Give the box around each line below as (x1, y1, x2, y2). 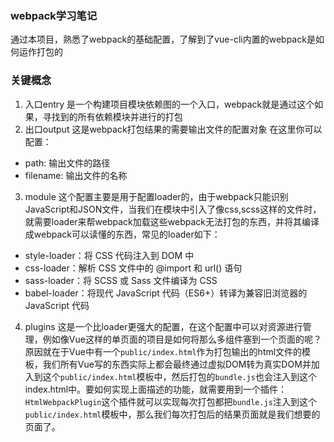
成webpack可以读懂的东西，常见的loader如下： (24, 228, 221, 240)
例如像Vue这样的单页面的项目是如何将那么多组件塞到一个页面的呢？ (42, 333, 322, 345)
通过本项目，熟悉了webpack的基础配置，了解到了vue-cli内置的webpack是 (10, 33, 316, 46)
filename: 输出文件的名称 (24, 169, 128, 181)
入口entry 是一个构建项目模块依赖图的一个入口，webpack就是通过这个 (24, 98, 315, 110)
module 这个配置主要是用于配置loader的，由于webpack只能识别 (24, 190, 289, 202)
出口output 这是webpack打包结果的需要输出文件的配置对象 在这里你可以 (24, 123, 323, 135)
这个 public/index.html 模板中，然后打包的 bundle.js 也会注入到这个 (42, 370, 317, 382)
